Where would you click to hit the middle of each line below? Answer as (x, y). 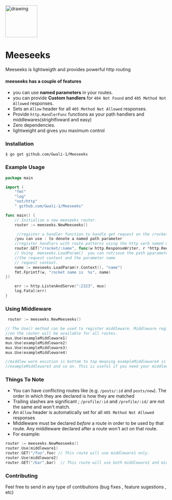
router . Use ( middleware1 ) (32, 448)
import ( (15, 187)
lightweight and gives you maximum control (59, 131)
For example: (26, 434)
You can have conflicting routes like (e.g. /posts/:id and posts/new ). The (89, 390)
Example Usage (25, 167)
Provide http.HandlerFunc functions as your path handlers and (78, 114)
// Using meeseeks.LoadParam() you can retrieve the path (80, 253)
